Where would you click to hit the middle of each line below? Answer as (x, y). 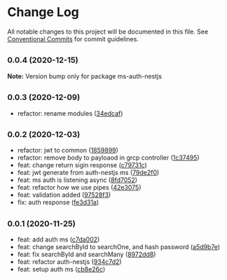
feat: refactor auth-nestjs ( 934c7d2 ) (69, 262)
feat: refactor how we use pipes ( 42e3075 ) (79, 188)
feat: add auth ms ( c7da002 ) (59, 239)
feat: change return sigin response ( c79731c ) (82, 165)
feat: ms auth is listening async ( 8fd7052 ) (77, 180)
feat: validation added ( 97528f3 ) (64, 195)
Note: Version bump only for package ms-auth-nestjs (85, 76)
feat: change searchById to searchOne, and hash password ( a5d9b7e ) (119, 247)
